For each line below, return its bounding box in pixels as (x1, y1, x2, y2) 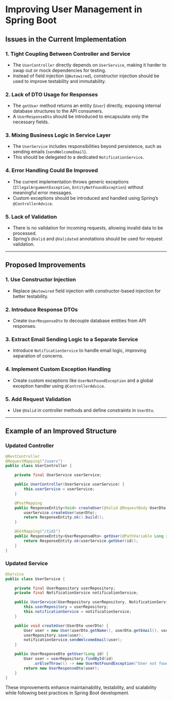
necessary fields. (12, 119, 50, 125)
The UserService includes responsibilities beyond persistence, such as (12, 143, 162, 150)
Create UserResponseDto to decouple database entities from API (12, 317, 146, 324)
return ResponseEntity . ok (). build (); (24, 515, 104, 520)
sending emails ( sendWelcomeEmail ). (12, 148, 88, 155)
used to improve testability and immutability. (12, 78, 106, 84)
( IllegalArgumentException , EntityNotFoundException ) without (12, 184, 144, 190)
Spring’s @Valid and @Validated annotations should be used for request (12, 236, 163, 242)
